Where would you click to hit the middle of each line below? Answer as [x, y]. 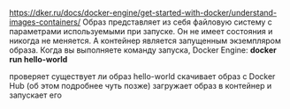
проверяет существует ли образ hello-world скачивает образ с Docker [142, 76]
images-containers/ [45, 22]
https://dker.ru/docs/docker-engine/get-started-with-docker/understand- [143, 13]
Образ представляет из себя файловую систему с [177, 22]
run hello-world [38, 59]
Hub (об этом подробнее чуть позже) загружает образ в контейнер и [141, 86]
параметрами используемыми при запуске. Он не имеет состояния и [141, 31]
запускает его [35, 95]
